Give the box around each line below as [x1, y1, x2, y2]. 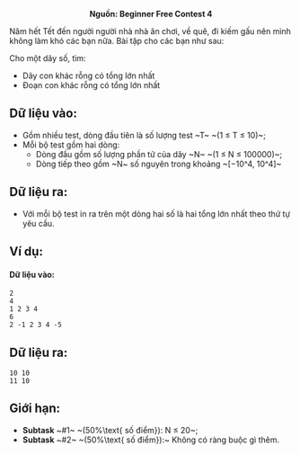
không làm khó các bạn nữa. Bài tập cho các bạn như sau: [9, 36, 225, 46]
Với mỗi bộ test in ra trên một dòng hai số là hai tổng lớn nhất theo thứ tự [22, 208, 290, 219]
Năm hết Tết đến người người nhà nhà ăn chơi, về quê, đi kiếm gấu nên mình [9, 26, 292, 36]
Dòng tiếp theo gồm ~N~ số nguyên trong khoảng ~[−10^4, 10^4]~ [35, 158, 282, 169]
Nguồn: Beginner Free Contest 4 [89, 9, 213, 19]
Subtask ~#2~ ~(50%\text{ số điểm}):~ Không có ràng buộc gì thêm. [22, 434, 280, 445]
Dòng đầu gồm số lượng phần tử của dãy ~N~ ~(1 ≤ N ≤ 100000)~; [35, 148, 283, 159]
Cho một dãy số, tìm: [9, 53, 87, 63]
